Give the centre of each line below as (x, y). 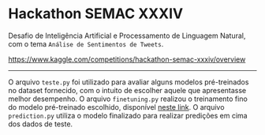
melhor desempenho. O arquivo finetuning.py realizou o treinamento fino (128, 99)
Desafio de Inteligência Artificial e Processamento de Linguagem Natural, (127, 36)
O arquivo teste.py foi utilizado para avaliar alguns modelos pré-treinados (129, 82)
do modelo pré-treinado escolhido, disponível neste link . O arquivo (116, 107)
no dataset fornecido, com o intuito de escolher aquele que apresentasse (127, 90)
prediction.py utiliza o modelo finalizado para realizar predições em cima (128, 115)
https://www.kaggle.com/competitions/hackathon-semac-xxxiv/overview (127, 59)
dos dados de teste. (41, 124)
